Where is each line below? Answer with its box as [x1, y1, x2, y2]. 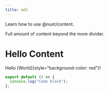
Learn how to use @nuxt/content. [5, 21, 74, 27]
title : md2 [5, 7, 28, 12]
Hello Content [5, 48, 64, 59]
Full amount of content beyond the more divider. [5, 30, 104, 36]
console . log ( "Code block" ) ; [9, 79, 68, 84]
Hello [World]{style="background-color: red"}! [5, 64, 101, 70]
